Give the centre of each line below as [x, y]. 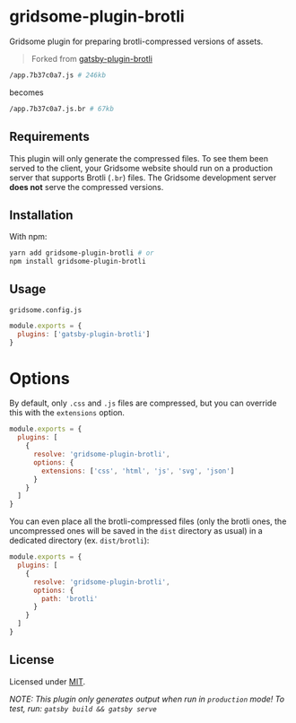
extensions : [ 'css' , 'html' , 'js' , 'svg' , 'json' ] [138, 471]
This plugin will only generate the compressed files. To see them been [139, 158]
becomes [26, 92]
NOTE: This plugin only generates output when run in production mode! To [147, 699]
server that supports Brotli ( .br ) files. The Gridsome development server [143, 178]
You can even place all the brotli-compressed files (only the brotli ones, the [148, 521]
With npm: [28, 237]
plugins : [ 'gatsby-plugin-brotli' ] [84, 334]
